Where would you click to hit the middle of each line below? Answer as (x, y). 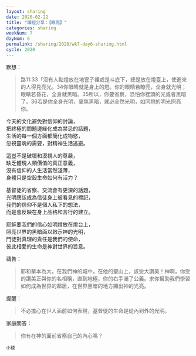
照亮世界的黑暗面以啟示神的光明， (47, 231)
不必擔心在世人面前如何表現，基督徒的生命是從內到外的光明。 (95, 310)
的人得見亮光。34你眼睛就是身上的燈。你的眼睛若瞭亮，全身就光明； (103, 87)
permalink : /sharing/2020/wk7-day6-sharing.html (67, 44)
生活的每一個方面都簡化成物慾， (45, 136)
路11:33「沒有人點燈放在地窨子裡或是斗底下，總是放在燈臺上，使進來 (104, 79)
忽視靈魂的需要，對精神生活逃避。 (47, 143)
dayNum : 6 (18, 39)
